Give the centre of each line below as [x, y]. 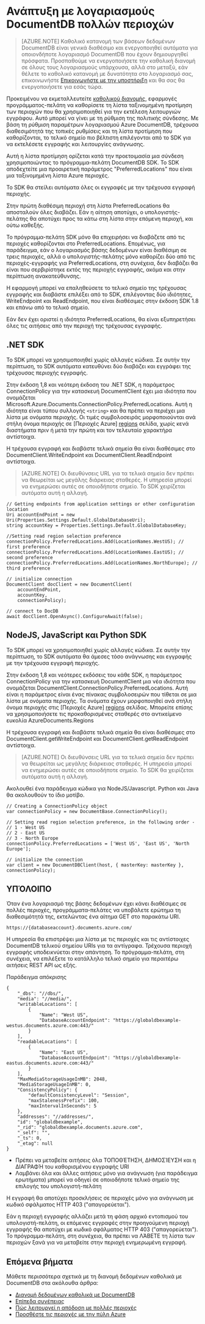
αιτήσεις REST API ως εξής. [42, 965]
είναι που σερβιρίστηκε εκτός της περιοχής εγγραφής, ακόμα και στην [96, 269]
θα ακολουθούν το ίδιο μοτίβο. [45, 795]
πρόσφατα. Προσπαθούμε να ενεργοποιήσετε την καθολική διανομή [108, 61]
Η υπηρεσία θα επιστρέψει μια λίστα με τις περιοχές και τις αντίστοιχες [98, 939]
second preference [30, 557]
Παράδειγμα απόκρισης [37, 977]
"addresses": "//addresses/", [56, 1117]
